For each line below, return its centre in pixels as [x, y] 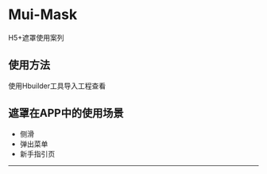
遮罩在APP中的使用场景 [66, 113]
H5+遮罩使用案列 [36, 37]
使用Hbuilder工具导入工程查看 [57, 86]
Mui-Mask [43, 15]
